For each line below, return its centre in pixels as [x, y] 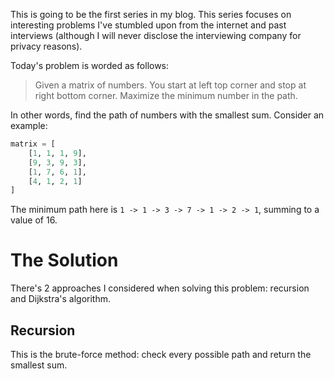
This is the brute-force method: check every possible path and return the [161, 354]
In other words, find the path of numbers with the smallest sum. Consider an [167, 115]
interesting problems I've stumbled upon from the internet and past [148, 25]
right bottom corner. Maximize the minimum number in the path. [166, 95]
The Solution [64, 260]
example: [29, 125]
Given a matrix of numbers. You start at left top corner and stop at [170, 85]
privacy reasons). [46, 46]
